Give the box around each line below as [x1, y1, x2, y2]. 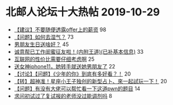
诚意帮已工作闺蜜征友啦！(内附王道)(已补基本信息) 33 [14, 48, 144, 55]
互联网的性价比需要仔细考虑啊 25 [14, 55, 95, 63]
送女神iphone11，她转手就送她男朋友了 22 [14, 63, 116, 70]
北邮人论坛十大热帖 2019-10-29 [5, 5, 160, 19]
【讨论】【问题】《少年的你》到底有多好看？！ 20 [14, 70, 131, 77]
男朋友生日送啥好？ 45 [14, 41, 69, 48]
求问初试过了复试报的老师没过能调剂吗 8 [14, 92, 113, 99]
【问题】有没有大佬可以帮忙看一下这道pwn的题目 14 [14, 85, 141, 92]
